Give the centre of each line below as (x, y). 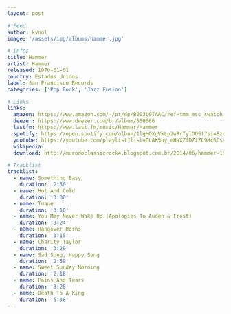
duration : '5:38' (44, 300)
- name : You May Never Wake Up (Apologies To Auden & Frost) (103, 216)
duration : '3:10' (44, 210)
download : (27, 153)
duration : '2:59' (44, 261)
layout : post (26, 13)
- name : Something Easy (47, 178)
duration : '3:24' (44, 223)
